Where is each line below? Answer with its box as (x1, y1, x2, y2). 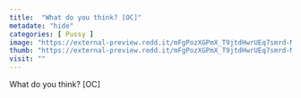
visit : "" (9, 54, 47, 63)
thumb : (9, 46, 34, 55)
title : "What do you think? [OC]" (9, 12, 142, 22)
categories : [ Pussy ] (9, 29, 94, 38)
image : (9, 37, 34, 47)
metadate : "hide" (9, 21, 74, 30)
